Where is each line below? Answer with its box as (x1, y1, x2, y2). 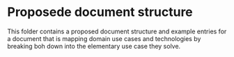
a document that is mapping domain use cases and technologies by (7, 34, 201, 42)
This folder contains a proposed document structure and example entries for (7, 27, 227, 35)
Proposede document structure (7, 4, 193, 20)
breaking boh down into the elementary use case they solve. (7, 42, 181, 50)
